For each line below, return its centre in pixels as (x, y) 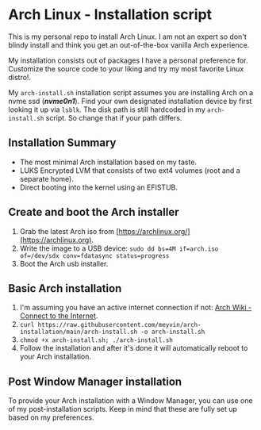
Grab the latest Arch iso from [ (69, 231)
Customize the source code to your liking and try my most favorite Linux (126, 68)
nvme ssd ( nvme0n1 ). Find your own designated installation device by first (130, 101)
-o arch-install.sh (173, 332)
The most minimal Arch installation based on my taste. (108, 162)
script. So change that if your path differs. (114, 117)
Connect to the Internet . (59, 316)
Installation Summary (62, 143)
